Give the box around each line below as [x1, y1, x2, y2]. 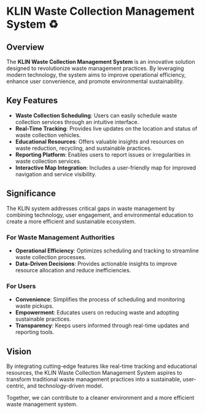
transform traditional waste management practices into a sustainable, [6, 376, 182, 383]
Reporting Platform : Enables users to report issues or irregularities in [15, 150, 191, 158]
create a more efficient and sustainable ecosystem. [6, 217, 136, 225]
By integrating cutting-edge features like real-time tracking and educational [6, 362, 198, 370]
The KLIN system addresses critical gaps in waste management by [6, 205, 175, 212]
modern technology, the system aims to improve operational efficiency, [6, 71, 186, 78]
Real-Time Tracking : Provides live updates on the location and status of [15, 125, 198, 132]
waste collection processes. [15, 253, 87, 260]
